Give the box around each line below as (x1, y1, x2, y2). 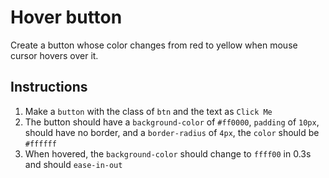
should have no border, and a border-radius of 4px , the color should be (24, 126, 320, 138)
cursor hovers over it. (10, 49, 99, 61)
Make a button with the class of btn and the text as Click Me (24, 105, 273, 117)
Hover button (10, 6, 123, 29)
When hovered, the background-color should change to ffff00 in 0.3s (24, 147, 312, 160)
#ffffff (24, 139, 57, 149)
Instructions (10, 79, 88, 96)
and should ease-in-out (24, 158, 123, 170)
